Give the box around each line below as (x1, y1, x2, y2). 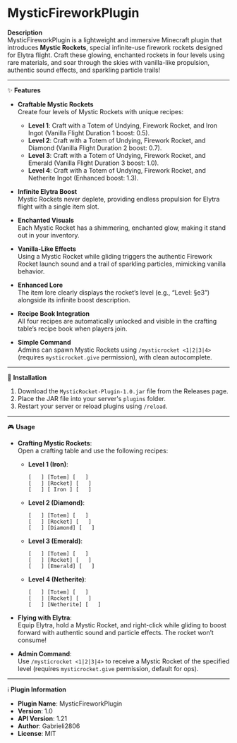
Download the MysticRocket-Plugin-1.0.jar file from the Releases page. (17, 386, 229, 395)
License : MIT (17, 729, 56, 737)
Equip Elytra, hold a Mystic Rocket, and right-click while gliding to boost (17, 620, 227, 629)
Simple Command (17, 338, 71, 346)
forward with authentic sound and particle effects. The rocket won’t (17, 628, 214, 637)
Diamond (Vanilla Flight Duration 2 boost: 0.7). (28, 143, 162, 152)
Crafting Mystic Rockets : (17, 438, 92, 447)
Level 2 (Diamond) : (28, 498, 85, 507)
